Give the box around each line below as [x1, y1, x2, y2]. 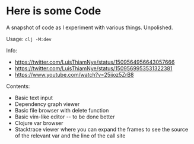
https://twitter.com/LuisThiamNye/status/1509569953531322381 [14, 64, 173, 72]
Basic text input [14, 94, 53, 101]
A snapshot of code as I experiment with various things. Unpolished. [6, 24, 173, 31]
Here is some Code [6, 4, 101, 18]
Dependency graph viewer [14, 100, 80, 108]
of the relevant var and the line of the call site [14, 132, 126, 139]
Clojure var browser [14, 119, 63, 126]
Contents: [6, 82, 30, 90]
